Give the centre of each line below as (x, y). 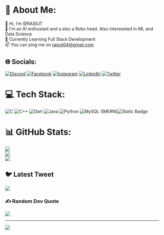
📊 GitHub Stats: (38, 132)
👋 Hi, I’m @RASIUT (24, 23)
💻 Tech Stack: (35, 94)
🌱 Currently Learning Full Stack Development (50, 39)
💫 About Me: (31, 10)
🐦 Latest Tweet (30, 175)
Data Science (19, 34)
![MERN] (109, 111)
